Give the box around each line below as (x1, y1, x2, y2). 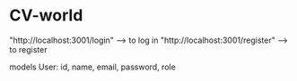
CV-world (9, 5, 83, 26)
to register (9, 44, 48, 54)
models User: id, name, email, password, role (9, 61, 177, 72)
